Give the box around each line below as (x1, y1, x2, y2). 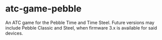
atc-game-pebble (5, 3, 82, 14)
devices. (5, 30, 23, 36)
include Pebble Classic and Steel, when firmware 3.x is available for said (5, 24, 157, 30)
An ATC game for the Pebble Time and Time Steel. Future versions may (5, 19, 154, 25)
